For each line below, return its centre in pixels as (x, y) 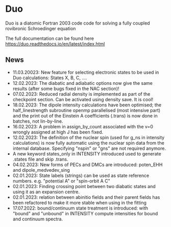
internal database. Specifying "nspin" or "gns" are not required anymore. (89, 148)
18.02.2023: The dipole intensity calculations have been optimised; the (87, 105)
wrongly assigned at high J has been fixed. (58, 132)
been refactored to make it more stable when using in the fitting (80, 202)
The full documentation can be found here (50, 38)
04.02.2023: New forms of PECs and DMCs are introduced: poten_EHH (88, 165)
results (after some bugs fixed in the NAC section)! (66, 88)
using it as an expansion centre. (46, 192)
